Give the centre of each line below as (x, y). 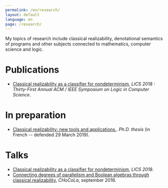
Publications (32, 70)
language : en (19, 19)
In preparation (36, 115)
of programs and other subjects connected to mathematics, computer (78, 44)
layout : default (22, 15)
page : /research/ (24, 24)
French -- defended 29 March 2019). (51, 135)
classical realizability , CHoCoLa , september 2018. (64, 180)
